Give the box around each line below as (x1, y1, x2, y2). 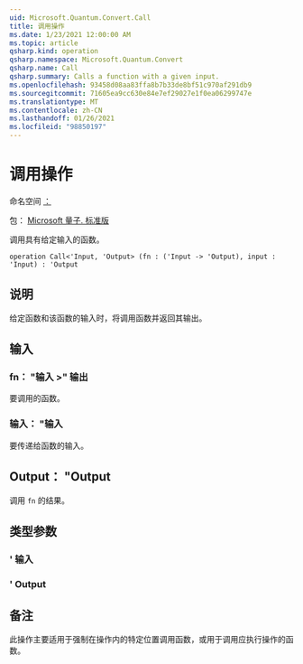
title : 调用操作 (9, 22, 65, 31)
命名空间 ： (9, 195, 51, 206)
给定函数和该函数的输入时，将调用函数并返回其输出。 (9, 313, 207, 323)
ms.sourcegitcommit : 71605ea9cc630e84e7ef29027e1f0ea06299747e (9, 89, 252, 98)
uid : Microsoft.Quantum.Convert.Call (9, 13, 151, 23)
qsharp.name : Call (9, 64, 78, 73)
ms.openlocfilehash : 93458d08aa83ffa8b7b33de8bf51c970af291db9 (9, 80, 252, 89)
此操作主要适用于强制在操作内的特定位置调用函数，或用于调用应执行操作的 (9, 633, 286, 644)
